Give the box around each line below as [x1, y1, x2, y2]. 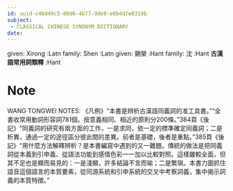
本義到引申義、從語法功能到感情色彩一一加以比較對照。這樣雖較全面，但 [19, 150, 226, 158]
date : [7, 29, 23, 37]
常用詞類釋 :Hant [12, 58, 61, 67]
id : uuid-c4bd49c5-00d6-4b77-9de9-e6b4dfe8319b [7, 10, 148, 17]
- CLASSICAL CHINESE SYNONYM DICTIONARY [10, 23, 129, 30]
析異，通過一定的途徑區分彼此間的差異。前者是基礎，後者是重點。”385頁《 [7, 133, 218, 141]
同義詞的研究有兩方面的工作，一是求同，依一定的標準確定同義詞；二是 [21, 124, 223, 133]
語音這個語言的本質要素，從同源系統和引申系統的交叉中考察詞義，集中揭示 [7, 167, 220, 176]
